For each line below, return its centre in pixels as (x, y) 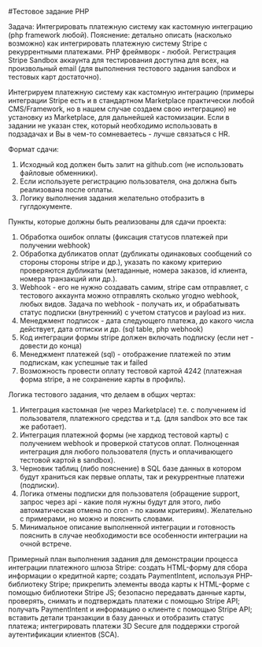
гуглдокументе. (46, 206)
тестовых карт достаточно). (55, 77)
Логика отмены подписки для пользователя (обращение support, (129, 493)
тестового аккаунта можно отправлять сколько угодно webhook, (129, 296)
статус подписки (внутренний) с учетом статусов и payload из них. (133, 312)
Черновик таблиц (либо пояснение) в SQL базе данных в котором (130, 469)
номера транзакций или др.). (68, 279)
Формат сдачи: (33, 149)
